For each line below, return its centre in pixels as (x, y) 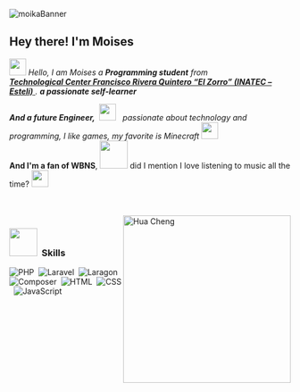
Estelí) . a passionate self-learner (73, 91)
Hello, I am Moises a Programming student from (118, 72)
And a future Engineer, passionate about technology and (128, 117)
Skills (54, 253)
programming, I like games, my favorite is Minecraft (104, 136)
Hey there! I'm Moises (71, 42)
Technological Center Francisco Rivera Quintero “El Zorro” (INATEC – (141, 81)
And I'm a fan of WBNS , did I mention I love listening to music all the (150, 165)
